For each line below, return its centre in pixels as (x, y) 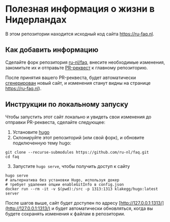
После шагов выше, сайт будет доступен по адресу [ (63, 203)
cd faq (12, 157)
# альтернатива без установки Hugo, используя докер (62, 180)
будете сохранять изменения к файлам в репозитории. (65, 214)
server (12, 193)
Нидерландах (36, 20)
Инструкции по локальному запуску (67, 104)
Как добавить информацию (52, 50)
